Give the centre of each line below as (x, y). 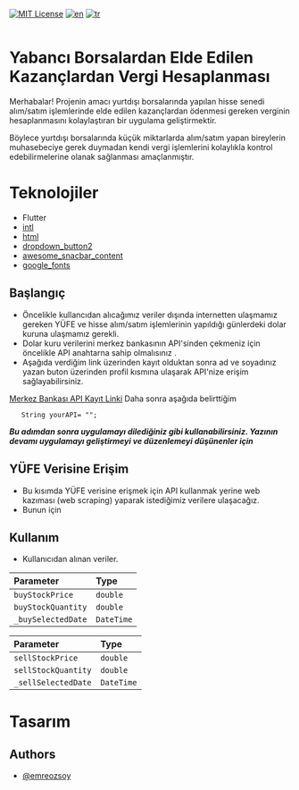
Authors (33, 754)
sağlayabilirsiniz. (53, 381)
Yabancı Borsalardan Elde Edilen (132, 58)
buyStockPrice (44, 595)
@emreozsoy (46, 776)
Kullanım (34, 538)
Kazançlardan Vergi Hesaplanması (140, 77)
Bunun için (42, 509)
